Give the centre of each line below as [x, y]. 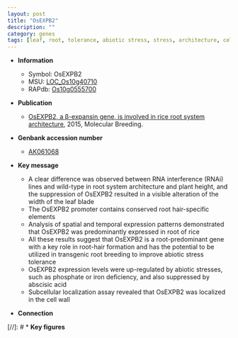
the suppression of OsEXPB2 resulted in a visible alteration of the [123, 194]
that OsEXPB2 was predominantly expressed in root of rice [114, 232]
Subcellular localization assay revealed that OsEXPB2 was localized [127, 292]
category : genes [31, 34]
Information [35, 60]
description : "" [31, 27]
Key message [38, 165]
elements [41, 217]
